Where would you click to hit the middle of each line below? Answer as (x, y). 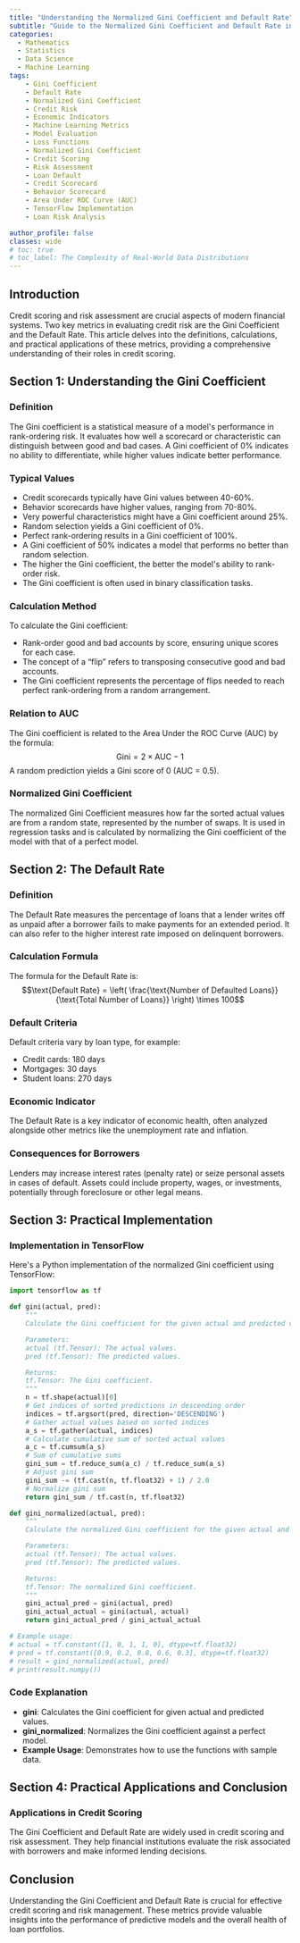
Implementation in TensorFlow (77, 1245)
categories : (31, 34)
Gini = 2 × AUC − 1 (150, 757)
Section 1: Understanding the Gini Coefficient (137, 382)
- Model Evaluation (62, 134)
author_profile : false (51, 233)
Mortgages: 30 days (59, 1069)
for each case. (49, 652)
